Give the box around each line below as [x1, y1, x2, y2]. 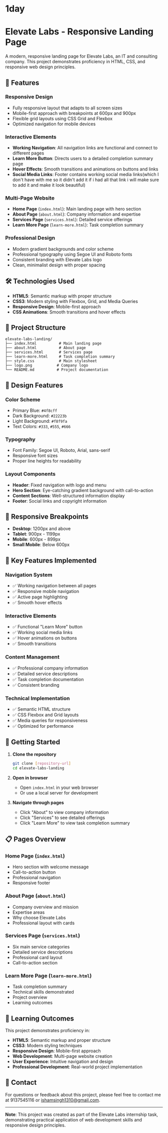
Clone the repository [12, 751, 56, 757]
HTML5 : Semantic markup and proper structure [12, 1037, 111, 1043]
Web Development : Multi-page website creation [12, 1053, 112, 1059]
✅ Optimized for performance [12, 723, 74, 729]
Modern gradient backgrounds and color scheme [12, 246, 114, 252]
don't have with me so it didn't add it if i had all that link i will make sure [12, 177, 159, 183]
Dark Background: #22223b [12, 413, 67, 419]
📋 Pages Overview [5, 835, 66, 843]
